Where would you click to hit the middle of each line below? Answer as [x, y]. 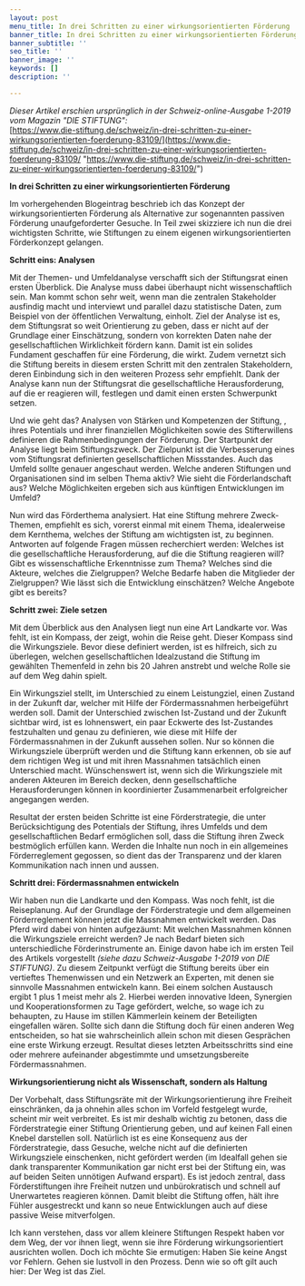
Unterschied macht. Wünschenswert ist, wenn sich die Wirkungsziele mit [146, 770]
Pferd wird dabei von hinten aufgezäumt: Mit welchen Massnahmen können [151, 929]
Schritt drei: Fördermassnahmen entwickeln [94, 882]
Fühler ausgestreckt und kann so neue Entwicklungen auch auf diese [138, 1205]
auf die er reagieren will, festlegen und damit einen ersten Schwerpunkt [143, 393]
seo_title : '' [36, 52]
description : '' [40, 77]
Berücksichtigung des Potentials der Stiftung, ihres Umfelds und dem [138, 826]
